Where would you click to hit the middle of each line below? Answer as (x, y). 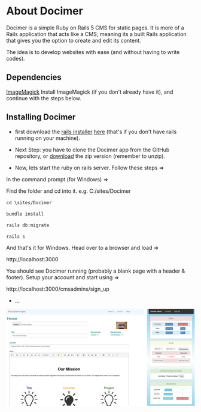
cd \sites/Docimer (29, 202)
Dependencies (34, 77)
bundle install (25, 214)
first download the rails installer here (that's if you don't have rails (96, 132)
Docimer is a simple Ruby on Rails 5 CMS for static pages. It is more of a (95, 28)
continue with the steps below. (44, 98)
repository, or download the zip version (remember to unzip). (90, 156)
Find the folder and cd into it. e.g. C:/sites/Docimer (68, 191)
